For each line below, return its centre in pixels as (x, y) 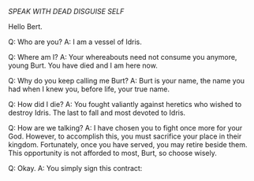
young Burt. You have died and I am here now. (83, 65)
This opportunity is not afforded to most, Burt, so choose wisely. (112, 153)
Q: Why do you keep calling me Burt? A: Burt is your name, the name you (127, 81)
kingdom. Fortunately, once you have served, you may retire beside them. (128, 144)
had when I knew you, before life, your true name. (89, 89)
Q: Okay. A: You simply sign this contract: (75, 168)
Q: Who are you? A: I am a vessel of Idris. (75, 42)
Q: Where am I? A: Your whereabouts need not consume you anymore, (123, 57)
